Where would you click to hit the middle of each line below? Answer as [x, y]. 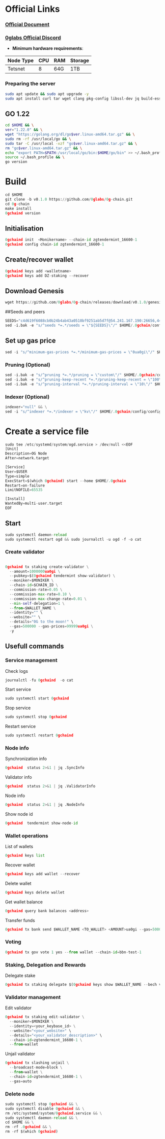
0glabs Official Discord [33, 38]
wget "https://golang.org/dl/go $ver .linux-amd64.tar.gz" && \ [70, 135]
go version [16, 162]
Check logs [17, 671]
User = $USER [16, 472]
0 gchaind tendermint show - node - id [41, 823]
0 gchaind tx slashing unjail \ [37, 1063]
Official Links [32, 9]
